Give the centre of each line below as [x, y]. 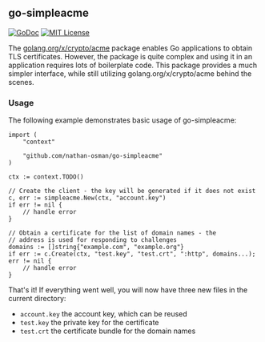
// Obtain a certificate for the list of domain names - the [112, 233]
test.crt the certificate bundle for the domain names [108, 331]
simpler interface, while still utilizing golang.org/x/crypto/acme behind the [130, 73]
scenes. [21, 82]
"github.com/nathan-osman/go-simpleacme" [92, 156]
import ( [23, 135]
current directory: [37, 299]
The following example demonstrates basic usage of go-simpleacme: [122, 120]
